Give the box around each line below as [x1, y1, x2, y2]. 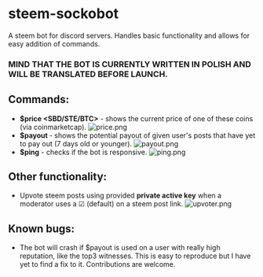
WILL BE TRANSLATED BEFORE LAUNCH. [8, 68, 169, 79]
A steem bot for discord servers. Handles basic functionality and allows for [8, 31, 250, 40]
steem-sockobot [8, 5, 119, 23]
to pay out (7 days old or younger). [19, 138, 132, 148]
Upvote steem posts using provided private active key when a [19, 190, 222, 201]
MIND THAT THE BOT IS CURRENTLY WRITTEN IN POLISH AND [8, 58, 251, 69]
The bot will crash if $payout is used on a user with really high [19, 243, 221, 253]
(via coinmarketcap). [19, 122, 87, 131]
